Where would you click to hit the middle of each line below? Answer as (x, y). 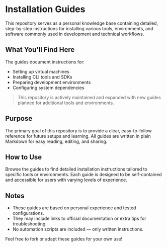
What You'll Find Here (40, 50)
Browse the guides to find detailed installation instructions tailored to (76, 169)
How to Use (24, 157)
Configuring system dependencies (48, 88)
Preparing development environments (52, 82)
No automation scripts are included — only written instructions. (78, 229)
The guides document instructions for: (45, 62)
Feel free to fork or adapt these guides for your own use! (64, 239)
